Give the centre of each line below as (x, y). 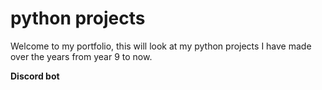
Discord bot (35, 76)
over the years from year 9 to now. (81, 56)
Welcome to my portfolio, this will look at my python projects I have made (161, 46)
